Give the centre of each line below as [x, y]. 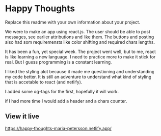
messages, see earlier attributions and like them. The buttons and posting [80, 37]
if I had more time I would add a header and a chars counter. [66, 101]
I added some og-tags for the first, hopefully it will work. [62, 91]
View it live [22, 117]
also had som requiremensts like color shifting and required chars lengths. [80, 42]
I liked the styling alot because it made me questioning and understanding [80, 71]
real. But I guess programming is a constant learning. [58, 62]
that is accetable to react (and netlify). [44, 82]
